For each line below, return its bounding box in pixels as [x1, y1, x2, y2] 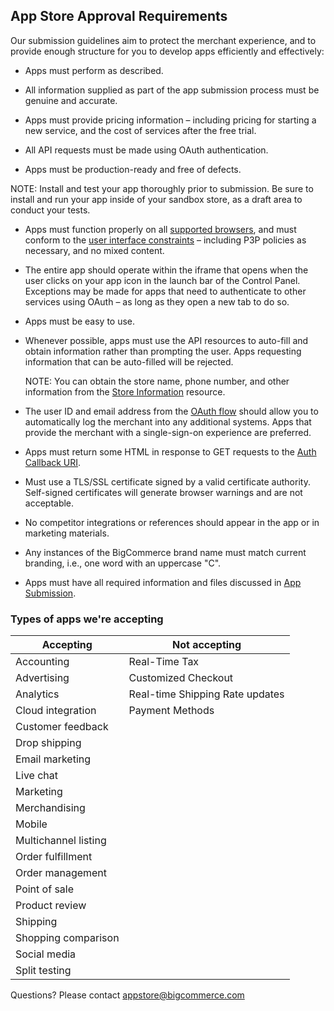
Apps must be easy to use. [24, 315, 136, 327]
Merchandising [15, 801, 86, 815]
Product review [15, 899, 87, 913]
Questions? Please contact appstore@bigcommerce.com [10, 989, 245, 1001]
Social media [15, 947, 77, 961]
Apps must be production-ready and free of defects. [24, 163, 242, 175]
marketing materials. [24, 527, 110, 539]
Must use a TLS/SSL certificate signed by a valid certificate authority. [24, 475, 311, 488]
